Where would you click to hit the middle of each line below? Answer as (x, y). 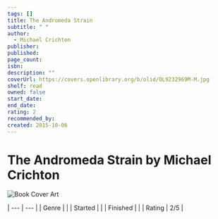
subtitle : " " (28, 27)
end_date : (22, 106)
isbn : (15, 66)
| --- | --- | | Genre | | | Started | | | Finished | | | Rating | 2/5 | (95, 208)
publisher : (23, 46)
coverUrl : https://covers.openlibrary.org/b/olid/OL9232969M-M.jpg (109, 79)
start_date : (25, 99)
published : (23, 54)
